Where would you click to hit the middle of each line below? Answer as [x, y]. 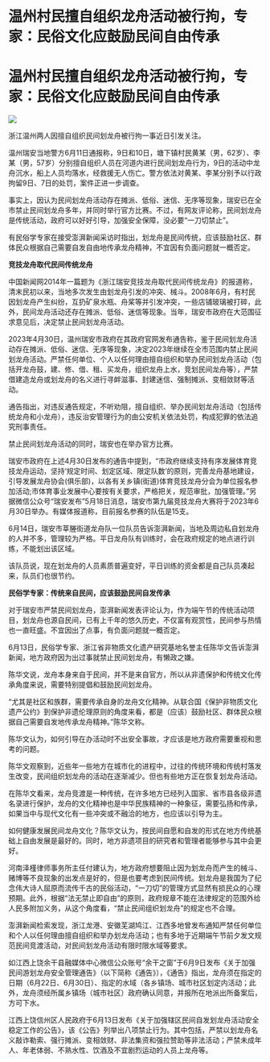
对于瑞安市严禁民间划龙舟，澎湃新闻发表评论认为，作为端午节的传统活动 [128, 610]
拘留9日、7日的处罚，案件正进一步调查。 [76, 183]
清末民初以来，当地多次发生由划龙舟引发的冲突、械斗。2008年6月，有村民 [132, 292]
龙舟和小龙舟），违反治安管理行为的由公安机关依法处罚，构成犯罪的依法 [133, 417]
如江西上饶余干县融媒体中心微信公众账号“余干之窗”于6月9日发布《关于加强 [132, 963]
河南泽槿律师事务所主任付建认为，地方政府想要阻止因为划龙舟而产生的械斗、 [135, 868]
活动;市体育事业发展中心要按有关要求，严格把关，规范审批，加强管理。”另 [136, 492]
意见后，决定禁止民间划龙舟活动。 [72, 322]
